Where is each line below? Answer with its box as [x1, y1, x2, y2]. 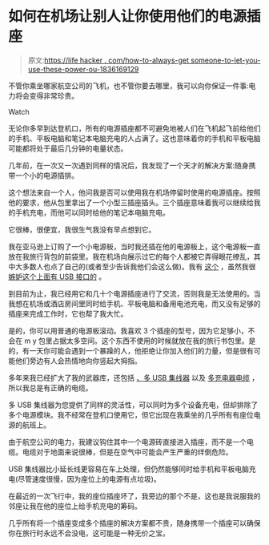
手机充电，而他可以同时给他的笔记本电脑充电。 [14, 208, 170, 217]
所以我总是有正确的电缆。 [8, 382, 93, 393]
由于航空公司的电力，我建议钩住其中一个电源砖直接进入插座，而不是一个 [8, 437, 247, 446]
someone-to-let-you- [191, 55, 261, 65]
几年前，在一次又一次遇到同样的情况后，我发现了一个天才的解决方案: [8, 160, 235, 170]
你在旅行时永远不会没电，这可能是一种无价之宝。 [8, 528, 170, 538]
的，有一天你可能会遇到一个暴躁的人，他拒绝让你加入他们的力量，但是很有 [8, 345, 254, 355]
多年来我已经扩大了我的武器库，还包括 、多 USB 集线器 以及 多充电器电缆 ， [8, 373, 259, 382]
